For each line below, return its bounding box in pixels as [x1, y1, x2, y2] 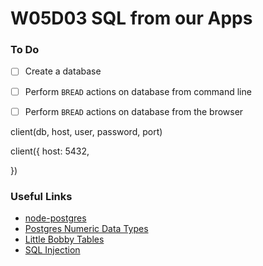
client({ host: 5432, [10, 145, 90, 157]
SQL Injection [24, 243, 81, 256]
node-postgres [24, 212, 87, 224]
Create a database [24, 65, 102, 77]
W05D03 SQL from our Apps [10, 7, 253, 30]
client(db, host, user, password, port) [10, 125, 163, 137]
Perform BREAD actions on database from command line [24, 85, 252, 97]
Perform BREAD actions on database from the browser [24, 105, 244, 117]
